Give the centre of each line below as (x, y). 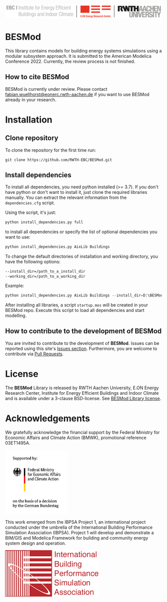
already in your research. (31, 100)
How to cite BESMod (37, 77)
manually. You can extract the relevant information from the (66, 198)
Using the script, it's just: (31, 213)
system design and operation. (36, 543)
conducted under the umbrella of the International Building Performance (79, 527)
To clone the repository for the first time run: (50, 150)
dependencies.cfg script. (30, 203)
